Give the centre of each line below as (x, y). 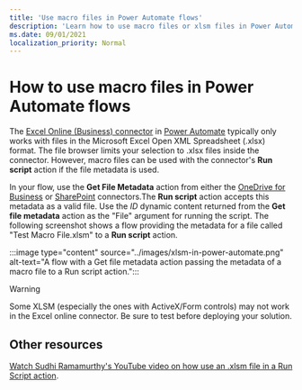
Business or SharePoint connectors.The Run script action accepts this (139, 197)
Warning (25, 289)
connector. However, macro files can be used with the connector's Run (141, 160)
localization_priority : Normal (68, 43)
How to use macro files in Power (132, 87)
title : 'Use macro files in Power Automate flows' (106, 18)
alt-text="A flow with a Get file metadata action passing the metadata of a (145, 262)
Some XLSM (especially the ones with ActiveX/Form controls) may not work (150, 306)
